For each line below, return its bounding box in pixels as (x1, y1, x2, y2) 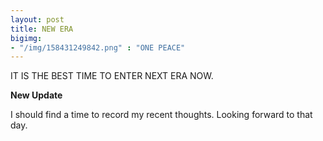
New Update (10, 89, 63, 101)
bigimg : (10, 33, 43, 43)
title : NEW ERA (10, 24, 74, 34)
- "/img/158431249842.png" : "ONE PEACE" (10, 42, 186, 53)
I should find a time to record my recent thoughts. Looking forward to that (10, 109, 313, 121)
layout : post (10, 14, 65, 25)
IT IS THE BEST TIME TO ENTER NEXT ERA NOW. (10, 70, 214, 82)
